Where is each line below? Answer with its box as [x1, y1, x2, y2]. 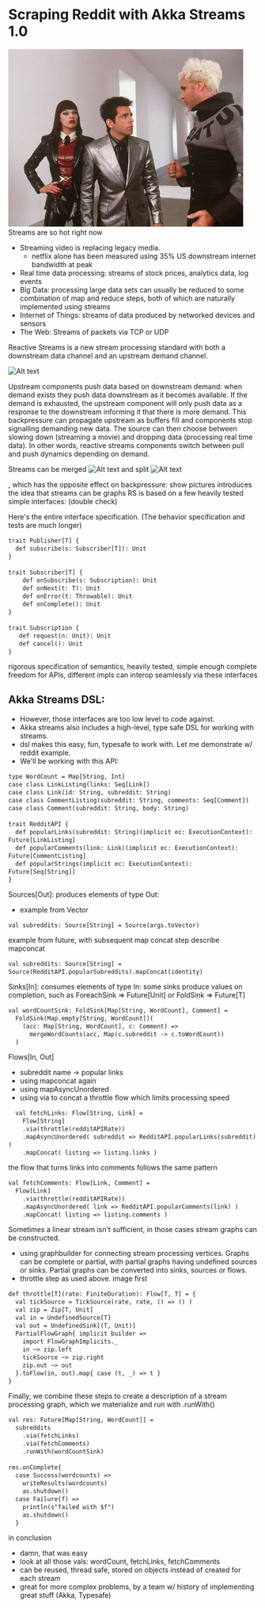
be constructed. [8, 1233, 61, 1242]
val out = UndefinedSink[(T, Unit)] [15, 1322, 136, 1330]
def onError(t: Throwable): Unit [22, 592, 133, 600]
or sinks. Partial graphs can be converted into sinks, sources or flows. [19, 1265, 248, 1274]
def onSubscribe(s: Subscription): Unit [22, 576, 157, 584]
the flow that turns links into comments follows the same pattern [8, 1162, 218, 1172]
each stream [19, 1573, 61, 1583]
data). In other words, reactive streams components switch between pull [8, 440, 244, 450]
